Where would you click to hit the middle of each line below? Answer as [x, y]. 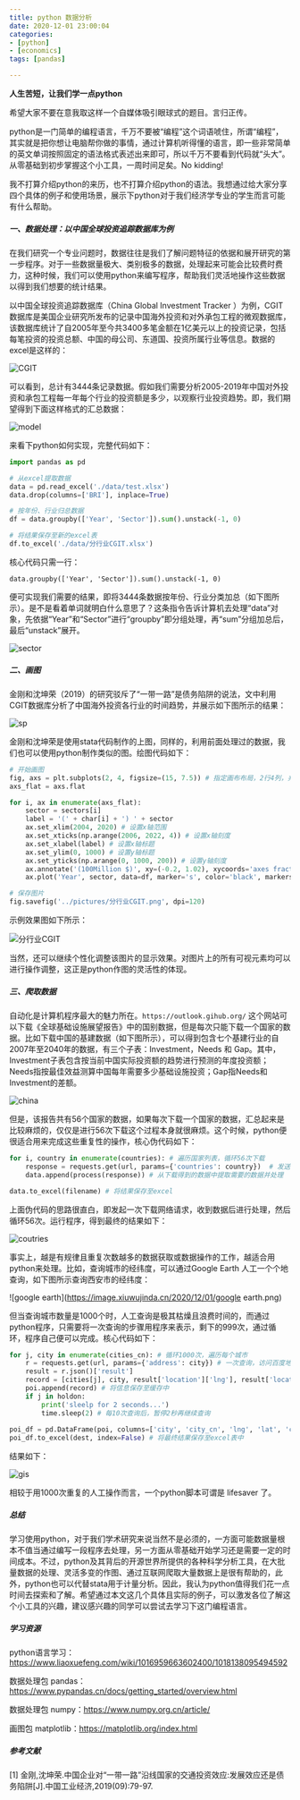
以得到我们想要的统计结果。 [60, 286]
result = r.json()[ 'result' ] [79, 1371]
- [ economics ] [36, 51]
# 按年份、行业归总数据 [47, 511]
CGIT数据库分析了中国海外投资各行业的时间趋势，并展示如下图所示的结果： [148, 705]
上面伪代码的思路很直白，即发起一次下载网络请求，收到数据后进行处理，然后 [150, 1210]
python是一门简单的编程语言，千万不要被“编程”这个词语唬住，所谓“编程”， [146, 132]
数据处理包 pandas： [48, 1681]
